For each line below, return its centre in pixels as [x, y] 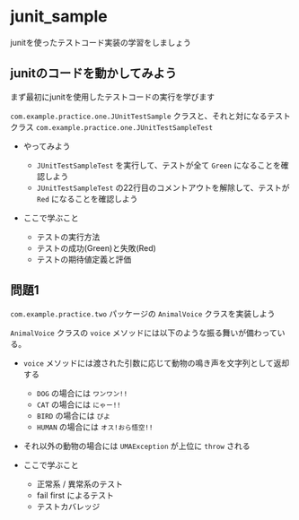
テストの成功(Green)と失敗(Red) [96, 247]
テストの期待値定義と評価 [84, 259]
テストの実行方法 [68, 237]
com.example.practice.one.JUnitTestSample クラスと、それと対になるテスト [150, 116]
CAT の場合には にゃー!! [79, 404]
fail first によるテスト [75, 495]
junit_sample [59, 17]
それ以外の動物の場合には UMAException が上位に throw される [136, 446]
